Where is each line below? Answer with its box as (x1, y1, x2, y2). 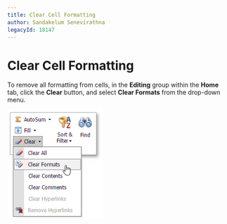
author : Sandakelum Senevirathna (7, 18, 105, 26)
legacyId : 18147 (7, 26, 55, 33)
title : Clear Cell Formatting (7, 11, 96, 18)
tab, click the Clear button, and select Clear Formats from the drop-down (7, 88, 221, 97)
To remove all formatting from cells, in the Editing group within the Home (7, 81, 219, 89)
